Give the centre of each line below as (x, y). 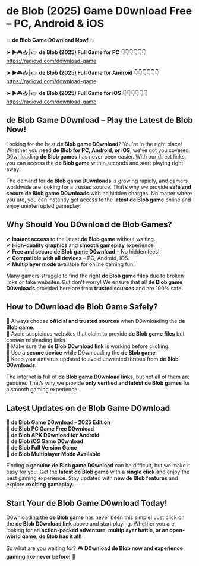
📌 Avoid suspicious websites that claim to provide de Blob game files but (95, 334)
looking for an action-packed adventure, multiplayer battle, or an (87, 530)
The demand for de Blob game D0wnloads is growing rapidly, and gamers (97, 181)
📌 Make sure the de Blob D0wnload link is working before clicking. (88, 346)
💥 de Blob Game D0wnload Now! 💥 (50, 40)
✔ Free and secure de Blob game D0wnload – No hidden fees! (83, 251)
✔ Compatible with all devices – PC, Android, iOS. (68, 258)
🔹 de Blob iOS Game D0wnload (45, 441)
